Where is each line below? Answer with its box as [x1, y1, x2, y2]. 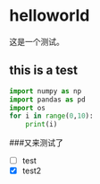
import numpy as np [9, 86, 82, 95]
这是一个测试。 [9, 36, 64, 47]
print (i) [25, 120, 58, 129]
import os [9, 103, 46, 112]
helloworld [9, 5, 90, 26]
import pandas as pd [9, 95, 87, 104]
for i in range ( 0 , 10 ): [9, 111, 94, 121]
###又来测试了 [9, 137, 64, 148]
